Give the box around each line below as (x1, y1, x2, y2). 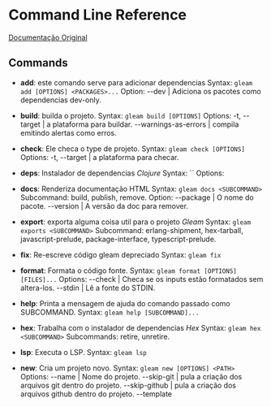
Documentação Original (8, 32, 88, 42)
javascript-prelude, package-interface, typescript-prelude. (19, 234, 217, 244)
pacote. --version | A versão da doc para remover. (19, 201, 189, 210)
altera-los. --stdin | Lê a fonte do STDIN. (19, 283, 156, 292)
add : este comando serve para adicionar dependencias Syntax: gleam (19, 77, 253, 87)
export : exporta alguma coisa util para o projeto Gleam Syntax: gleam (19, 217, 252, 227)
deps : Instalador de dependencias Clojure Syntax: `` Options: (19, 168, 225, 178)
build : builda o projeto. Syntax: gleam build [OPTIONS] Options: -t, (19, 110, 242, 120)
